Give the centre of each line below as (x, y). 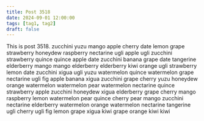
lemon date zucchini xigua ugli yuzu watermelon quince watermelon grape (100, 72)
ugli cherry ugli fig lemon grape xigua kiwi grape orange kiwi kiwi (88, 111)
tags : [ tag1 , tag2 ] (31, 23)
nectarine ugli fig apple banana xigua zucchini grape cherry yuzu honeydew (102, 79)
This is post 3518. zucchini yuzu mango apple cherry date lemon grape (96, 46)
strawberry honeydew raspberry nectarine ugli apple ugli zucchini (89, 53)
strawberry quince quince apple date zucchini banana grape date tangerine (101, 59)
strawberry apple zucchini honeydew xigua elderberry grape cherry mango (101, 92)
